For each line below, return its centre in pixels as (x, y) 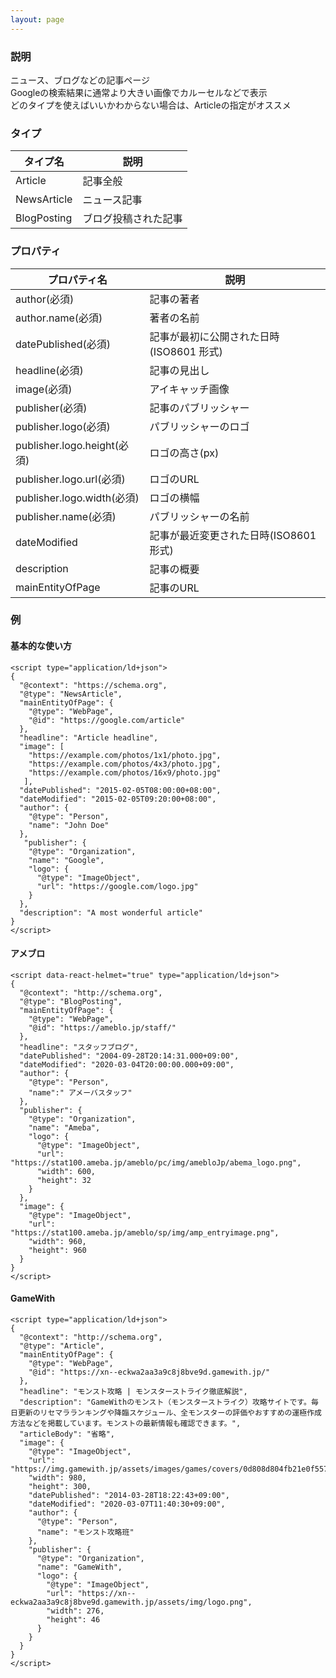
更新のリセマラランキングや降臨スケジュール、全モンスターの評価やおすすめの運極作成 (169, 1413)
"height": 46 (73, 1620)
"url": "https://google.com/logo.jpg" (117, 886)
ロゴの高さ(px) (184, 453)
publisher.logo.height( (67, 445)
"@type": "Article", (62, 1346)
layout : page (37, 19)
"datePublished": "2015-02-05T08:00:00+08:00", (120, 790)
